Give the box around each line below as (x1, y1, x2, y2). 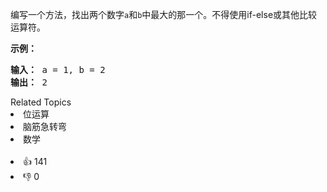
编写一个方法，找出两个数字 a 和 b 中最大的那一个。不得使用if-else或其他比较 (10, 9, 318, 20)
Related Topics (10, 96, 72, 108)
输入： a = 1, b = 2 (10, 64, 106, 75)
